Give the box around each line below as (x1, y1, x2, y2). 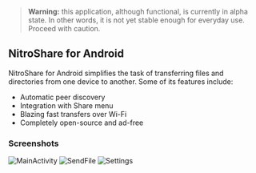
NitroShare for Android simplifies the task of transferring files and (8, 68, 224, 78)
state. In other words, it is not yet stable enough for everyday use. (27, 15, 246, 25)
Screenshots (8, 138, 59, 149)
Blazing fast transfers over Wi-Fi (19, 109, 127, 119)
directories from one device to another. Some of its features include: (8, 76, 234, 86)
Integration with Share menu (19, 100, 114, 111)
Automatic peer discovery (19, 92, 106, 102)
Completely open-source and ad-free (19, 118, 144, 127)
